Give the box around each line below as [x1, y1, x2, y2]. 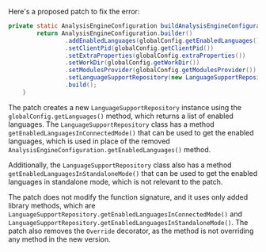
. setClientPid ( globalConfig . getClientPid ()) [64, 44, 215, 52]
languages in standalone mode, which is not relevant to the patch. [8, 177, 223, 186]
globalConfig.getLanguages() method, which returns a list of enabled [8, 111, 234, 120]
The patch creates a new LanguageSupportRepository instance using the [8, 102, 241, 112]
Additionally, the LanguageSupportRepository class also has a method [8, 160, 232, 170]
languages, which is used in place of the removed [8, 136, 170, 146]
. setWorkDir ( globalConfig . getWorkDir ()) [64, 59, 200, 67]
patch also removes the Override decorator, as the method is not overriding [8, 226, 254, 235]
